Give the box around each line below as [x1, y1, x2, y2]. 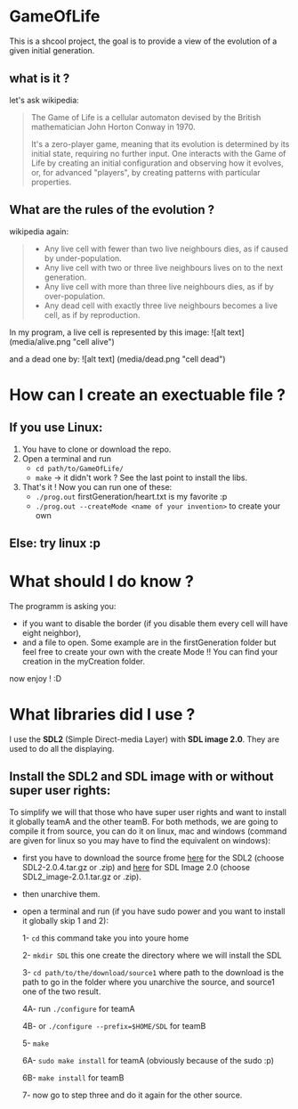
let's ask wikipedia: [9, 94, 80, 105]
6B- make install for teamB [21, 1072, 125, 1083]
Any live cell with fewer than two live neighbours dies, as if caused [44, 243, 289, 254]
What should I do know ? [9, 572, 194, 591]
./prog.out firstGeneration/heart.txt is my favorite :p [35, 491, 228, 501]
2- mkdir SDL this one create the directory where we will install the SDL [21, 950, 282, 960]
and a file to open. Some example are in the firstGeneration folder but [21, 637, 277, 648]
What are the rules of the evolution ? [9, 202, 215, 217]
